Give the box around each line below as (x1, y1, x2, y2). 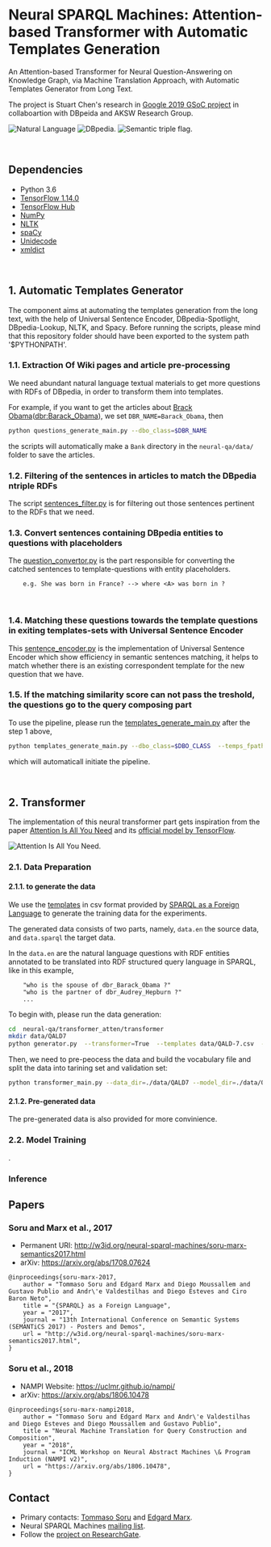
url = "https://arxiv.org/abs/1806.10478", (23, 1462, 172, 1470)
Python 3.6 (19, 184, 56, 194)
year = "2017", (23, 1308, 74, 1317)
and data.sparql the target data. (8, 932, 116, 942)
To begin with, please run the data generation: (8, 1009, 162, 1019)
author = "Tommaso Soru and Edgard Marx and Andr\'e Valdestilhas (23, 1413, 251, 1421)
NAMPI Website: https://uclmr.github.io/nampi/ (19, 1381, 176, 1391)
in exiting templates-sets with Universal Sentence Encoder (8, 625, 244, 636)
